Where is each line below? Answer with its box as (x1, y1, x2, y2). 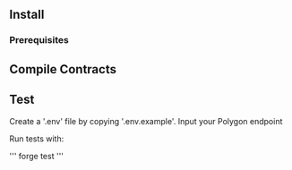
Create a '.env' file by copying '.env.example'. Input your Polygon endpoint (9, 115, 283, 126)
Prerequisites (9, 34, 69, 47)
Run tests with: (9, 133, 64, 144)
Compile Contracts (9, 62, 116, 77)
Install (9, 7, 45, 22)
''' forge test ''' (9, 150, 64, 161)
